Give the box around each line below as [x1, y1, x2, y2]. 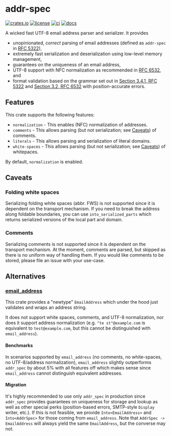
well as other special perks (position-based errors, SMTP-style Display [5, 404, 155, 410]
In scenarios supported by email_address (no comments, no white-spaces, [5, 354, 162, 360]
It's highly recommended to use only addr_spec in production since [5, 393, 145, 399]
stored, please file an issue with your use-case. [5, 257, 105, 263]
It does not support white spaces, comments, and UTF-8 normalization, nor [5, 314, 164, 320]
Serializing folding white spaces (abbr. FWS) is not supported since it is [5, 200, 156, 206]
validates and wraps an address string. [5, 305, 87, 311]
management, [12, 56, 42, 62]
